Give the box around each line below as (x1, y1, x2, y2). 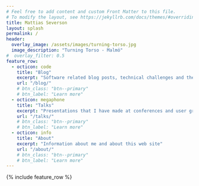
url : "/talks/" (17, 113, 54, 119)
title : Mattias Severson (6, 20, 68, 25)
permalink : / (6, 31, 38, 37)
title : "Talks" (17, 102, 54, 108)
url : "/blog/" (17, 81, 52, 86)
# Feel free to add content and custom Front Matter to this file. (6, 8, 176, 15)
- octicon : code (11, 63, 52, 70)
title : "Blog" (17, 69, 52, 75)
